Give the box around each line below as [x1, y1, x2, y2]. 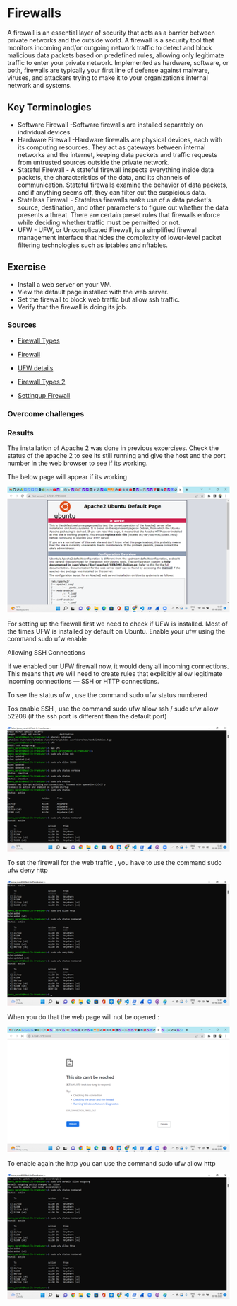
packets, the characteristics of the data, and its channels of [17, 173, 190, 181]
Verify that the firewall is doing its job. [17, 302, 128, 311]
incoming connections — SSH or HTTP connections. [7, 677, 159, 685]
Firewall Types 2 [17, 377, 66, 386]
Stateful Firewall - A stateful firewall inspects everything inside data [17, 165, 214, 174]
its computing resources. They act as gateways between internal [17, 143, 206, 151]
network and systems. [7, 81, 72, 89]
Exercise [7, 261, 47, 273]
